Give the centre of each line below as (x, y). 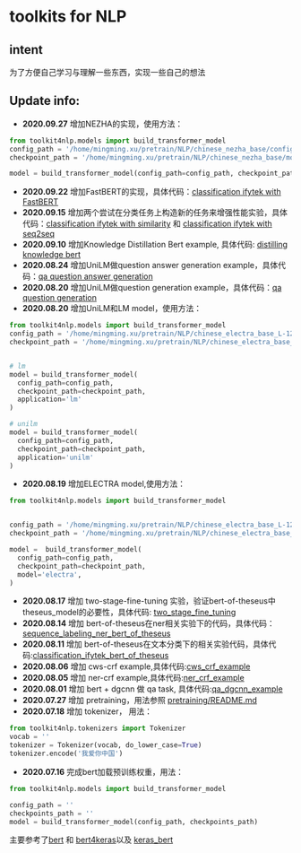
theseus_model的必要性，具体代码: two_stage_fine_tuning (129, 613)
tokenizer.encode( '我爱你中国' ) (66, 754)
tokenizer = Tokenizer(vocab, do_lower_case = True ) (106, 745)
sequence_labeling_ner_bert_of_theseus (96, 633)
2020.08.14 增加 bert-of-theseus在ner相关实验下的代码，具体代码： (148, 623)
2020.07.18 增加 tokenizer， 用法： (87, 711)
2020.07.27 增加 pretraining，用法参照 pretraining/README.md (140, 701)
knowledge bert (51, 255)
